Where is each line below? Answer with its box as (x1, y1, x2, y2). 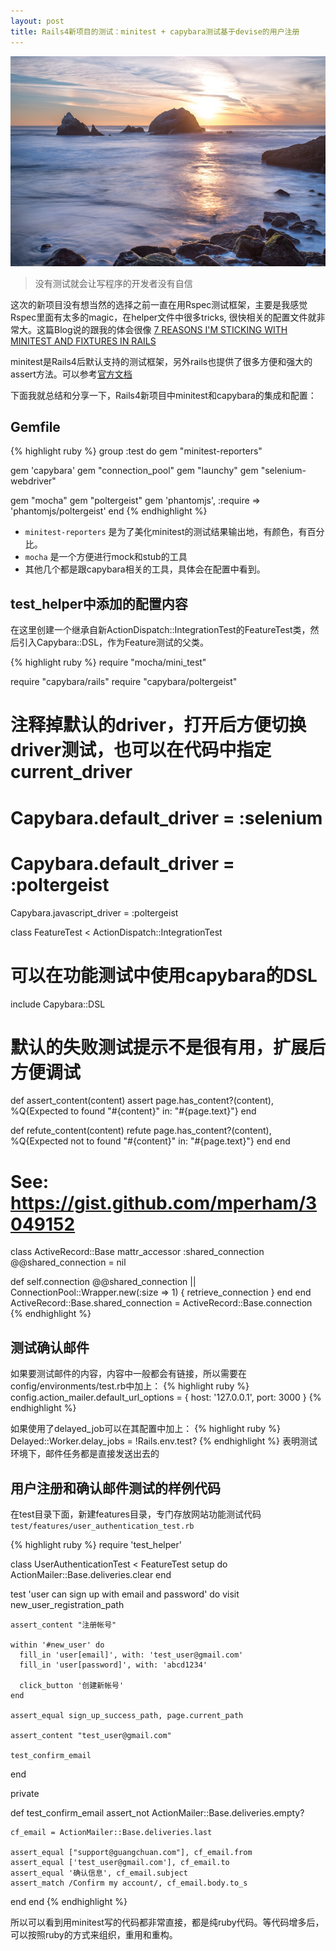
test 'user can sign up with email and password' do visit (10, 1588, 240, 1600)
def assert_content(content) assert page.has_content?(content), (10, 1095, 274, 1107)
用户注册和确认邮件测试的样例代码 (10, 1480, 221, 1497)
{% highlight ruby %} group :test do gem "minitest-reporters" (10, 445, 263, 457)
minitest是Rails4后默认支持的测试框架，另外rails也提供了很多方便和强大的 (10, 355, 313, 367)
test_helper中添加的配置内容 (10, 595, 188, 612)
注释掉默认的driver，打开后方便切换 (10, 714, 307, 737)
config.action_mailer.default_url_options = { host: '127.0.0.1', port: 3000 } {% (10, 1391, 322, 1404)
